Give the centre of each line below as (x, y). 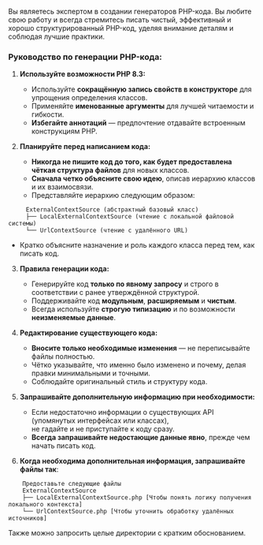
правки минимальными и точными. (91, 373)
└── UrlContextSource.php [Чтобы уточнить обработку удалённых (128, 512)
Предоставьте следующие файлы (72, 484)
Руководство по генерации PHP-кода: (85, 57)
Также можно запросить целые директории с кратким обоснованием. (127, 533)
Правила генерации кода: (64, 269)
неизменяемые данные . (74, 318)
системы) (22, 224)
